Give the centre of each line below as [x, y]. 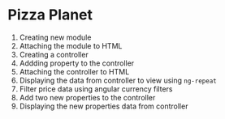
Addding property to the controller [77, 63]
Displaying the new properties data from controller [104, 106]
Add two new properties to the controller [87, 97]
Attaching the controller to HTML [74, 71]
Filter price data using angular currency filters [96, 89]
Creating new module [55, 37]
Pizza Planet [50, 15]
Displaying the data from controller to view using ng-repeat [118, 80]
